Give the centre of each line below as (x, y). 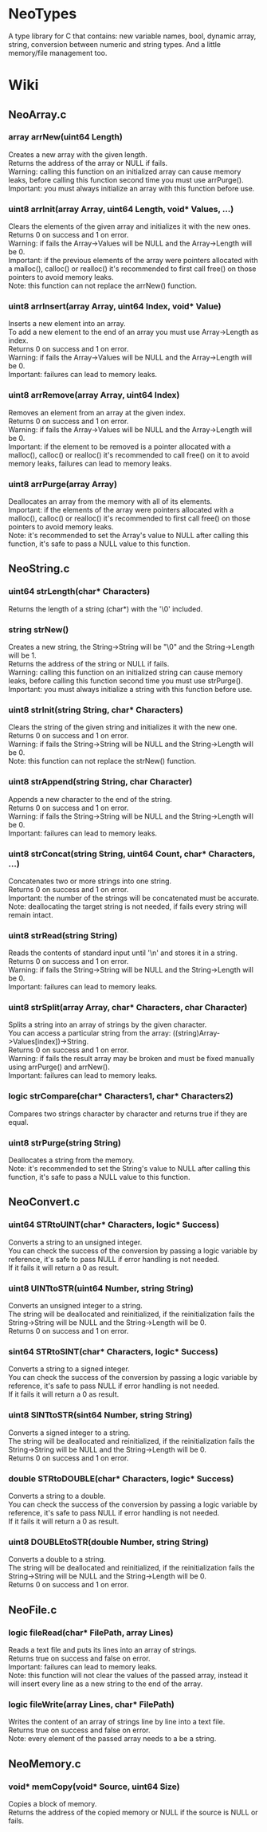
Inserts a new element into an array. (67, 324)
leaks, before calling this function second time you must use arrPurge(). (126, 179)
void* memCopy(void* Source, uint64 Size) (94, 1787)
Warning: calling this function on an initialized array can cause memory (125, 171)
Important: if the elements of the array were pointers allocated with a (121, 510)
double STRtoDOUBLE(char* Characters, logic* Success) (121, 1478)
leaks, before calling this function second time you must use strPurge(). (126, 680)
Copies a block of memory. (53, 1803)
